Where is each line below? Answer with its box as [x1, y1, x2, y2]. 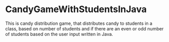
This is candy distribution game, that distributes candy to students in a [5, 20, 153, 26]
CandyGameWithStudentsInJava [5, 4, 147, 15]
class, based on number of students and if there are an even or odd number [5, 25, 164, 31]
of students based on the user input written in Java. [5, 31, 113, 37]
